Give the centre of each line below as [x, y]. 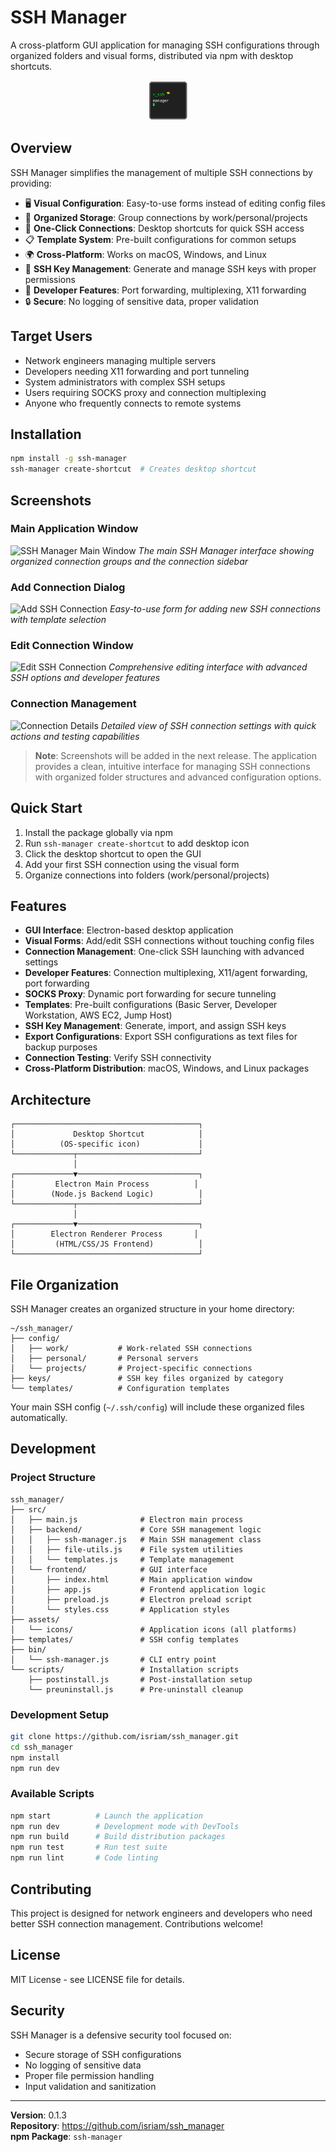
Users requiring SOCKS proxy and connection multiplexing [145, 392]
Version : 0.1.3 [38, 2115]
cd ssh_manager [42, 1747]
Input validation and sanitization [90, 2086]
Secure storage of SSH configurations [103, 2054]
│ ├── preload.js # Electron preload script [131, 1599]
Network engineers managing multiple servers [120, 360]
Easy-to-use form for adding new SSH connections [215, 609]
